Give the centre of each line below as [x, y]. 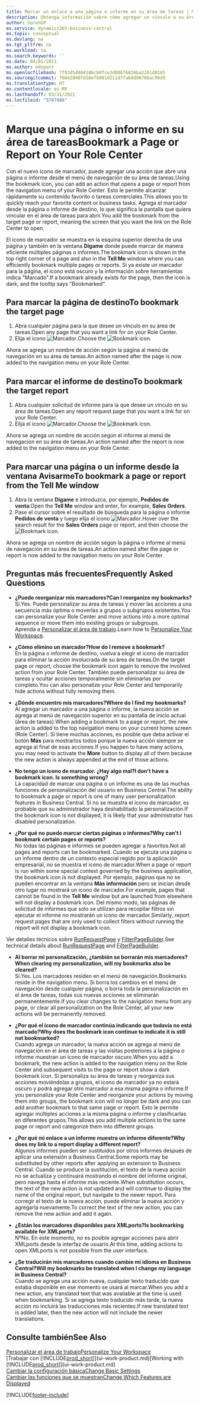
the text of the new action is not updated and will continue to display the [103, 1188]
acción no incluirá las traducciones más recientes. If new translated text [102, 1306]
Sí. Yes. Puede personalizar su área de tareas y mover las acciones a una [103, 604]
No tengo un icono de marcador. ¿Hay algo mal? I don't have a [92, 771]
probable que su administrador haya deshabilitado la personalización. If [101, 809]
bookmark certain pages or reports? [60, 839]
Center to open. [25, 228]
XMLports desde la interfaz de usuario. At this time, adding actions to [98, 1244]
